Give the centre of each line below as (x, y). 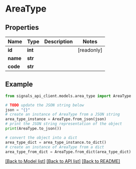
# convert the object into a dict (41, 137)
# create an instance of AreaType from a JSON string (63, 115)
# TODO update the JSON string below (45, 105)
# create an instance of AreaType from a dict (55, 147)
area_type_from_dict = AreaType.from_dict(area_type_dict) (68, 152)
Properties (22, 27)
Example (19, 84)
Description (58, 42)
